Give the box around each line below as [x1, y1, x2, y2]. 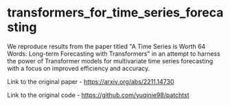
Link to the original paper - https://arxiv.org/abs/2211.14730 [7, 77, 174, 85]
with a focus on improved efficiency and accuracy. [7, 64, 150, 72]
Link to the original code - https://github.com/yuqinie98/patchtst [7, 91, 189, 99]
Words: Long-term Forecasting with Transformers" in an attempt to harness [7, 50, 221, 58]
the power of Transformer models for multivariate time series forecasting [7, 56, 214, 65]
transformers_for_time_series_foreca [7, 5, 224, 21]
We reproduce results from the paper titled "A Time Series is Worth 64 [7, 42, 206, 50]
